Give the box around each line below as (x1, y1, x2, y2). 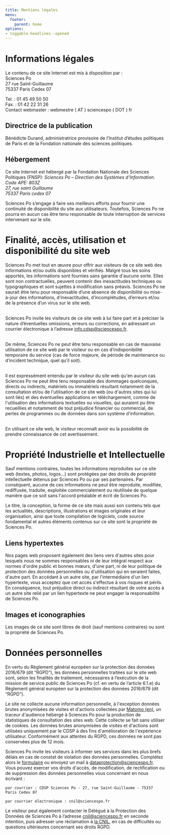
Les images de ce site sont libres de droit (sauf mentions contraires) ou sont (5, 624, 165, 630)
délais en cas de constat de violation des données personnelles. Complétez (5, 754, 163, 760)
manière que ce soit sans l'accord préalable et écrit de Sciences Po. (5, 493, 148, 499)
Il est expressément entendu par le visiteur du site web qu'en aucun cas (5, 372, 156, 379)
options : (5, 26, 24, 32)
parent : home (14, 21, 42, 27)
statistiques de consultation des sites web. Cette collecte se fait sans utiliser (5, 717, 165, 723)
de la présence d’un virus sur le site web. (5, 300, 91, 306)
